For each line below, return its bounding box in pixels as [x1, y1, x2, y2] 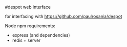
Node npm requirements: [5, 23, 55, 29]
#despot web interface [5, 4, 51, 10]
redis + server [12, 37, 41, 43]
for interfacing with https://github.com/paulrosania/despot [5, 14, 122, 19]
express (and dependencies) [12, 32, 70, 38]
